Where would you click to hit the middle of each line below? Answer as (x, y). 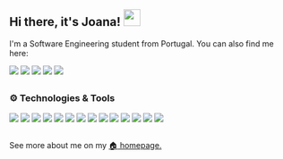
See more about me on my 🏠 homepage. (86, 145)
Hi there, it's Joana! (65, 22)
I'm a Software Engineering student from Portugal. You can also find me (142, 43)
